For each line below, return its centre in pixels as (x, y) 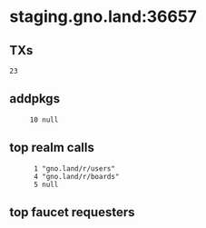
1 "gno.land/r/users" (74, 169)
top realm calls (52, 148)
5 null (46, 184)
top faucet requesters (72, 212)
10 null (44, 120)
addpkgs (35, 99)
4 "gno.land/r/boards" (76, 176)
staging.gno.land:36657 (103, 17)
